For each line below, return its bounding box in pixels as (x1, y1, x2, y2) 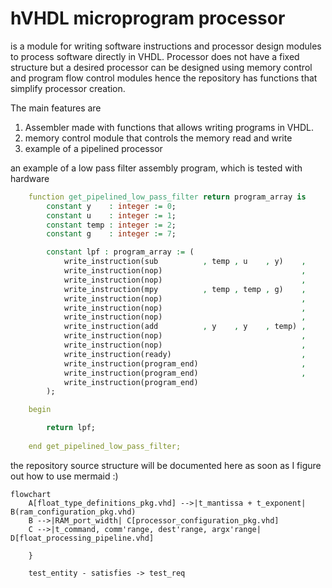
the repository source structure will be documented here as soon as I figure (10, 459, 322, 471)
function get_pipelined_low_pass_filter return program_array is (28, 192, 307, 202)
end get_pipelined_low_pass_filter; (28, 441, 182, 451)
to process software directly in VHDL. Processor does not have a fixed (10, 50, 300, 62)
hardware (10, 172, 50, 184)
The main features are (10, 102, 102, 114)
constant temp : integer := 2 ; (46, 220, 177, 230)
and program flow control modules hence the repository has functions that (10, 72, 318, 84)
